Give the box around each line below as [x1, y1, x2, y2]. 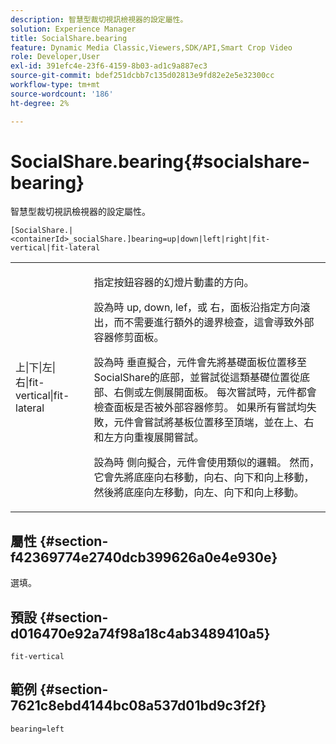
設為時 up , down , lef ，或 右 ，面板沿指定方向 [93, 301, 301, 315]
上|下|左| [15, 361, 56, 375]
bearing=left [10, 724, 65, 734]
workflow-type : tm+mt [10, 80, 101, 90]
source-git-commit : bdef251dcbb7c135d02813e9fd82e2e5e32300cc [10, 71, 275, 81]
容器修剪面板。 [93, 331, 165, 345]
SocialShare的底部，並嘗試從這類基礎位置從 [93, 371, 301, 385]
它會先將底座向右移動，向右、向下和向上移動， [93, 471, 315, 485]
